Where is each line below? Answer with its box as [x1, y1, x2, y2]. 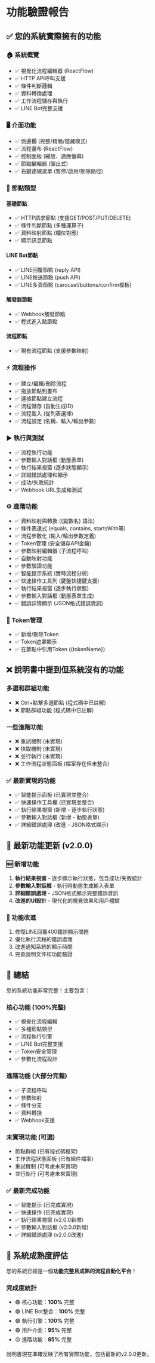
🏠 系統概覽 [6, 50, 39, 59]
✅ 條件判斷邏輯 [14, 82, 52, 89]
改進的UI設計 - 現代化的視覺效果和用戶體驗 [14, 897, 120, 904]
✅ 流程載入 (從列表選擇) [14, 410, 73, 417]
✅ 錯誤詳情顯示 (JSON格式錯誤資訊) [14, 599, 103, 606]
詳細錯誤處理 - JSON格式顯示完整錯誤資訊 [14, 890, 119, 897]
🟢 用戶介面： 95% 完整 [14, 1326, 72, 1334]
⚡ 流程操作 [6, 363, 36, 372]
